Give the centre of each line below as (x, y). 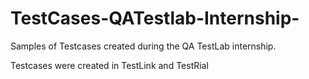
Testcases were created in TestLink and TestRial (109, 65)
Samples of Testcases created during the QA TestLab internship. (143, 46)
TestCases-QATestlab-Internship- (155, 18)
